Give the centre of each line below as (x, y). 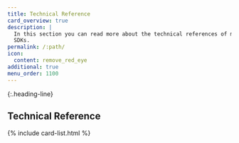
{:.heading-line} (30, 94)
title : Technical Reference (49, 14)
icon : (15, 54)
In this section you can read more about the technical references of (121, 34)
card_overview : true (38, 21)
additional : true (33, 67)
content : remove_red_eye (51, 60)
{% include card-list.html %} (49, 133)
